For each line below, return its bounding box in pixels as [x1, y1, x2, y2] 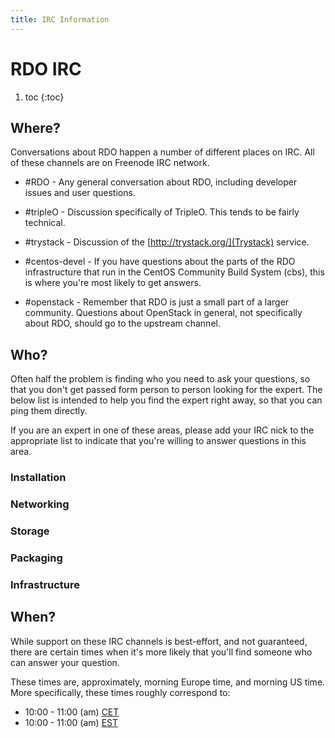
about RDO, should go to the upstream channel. [24, 317, 221, 330]
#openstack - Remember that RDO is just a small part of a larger [24, 296, 290, 308]
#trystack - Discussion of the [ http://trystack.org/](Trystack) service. [24, 236, 310, 248]
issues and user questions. [24, 187, 136, 199]
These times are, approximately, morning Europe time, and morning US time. [10, 676, 326, 688]
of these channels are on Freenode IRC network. [10, 157, 210, 169]
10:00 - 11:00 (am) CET [24, 706, 120, 718]
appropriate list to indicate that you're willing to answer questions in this [10, 435, 307, 447]
